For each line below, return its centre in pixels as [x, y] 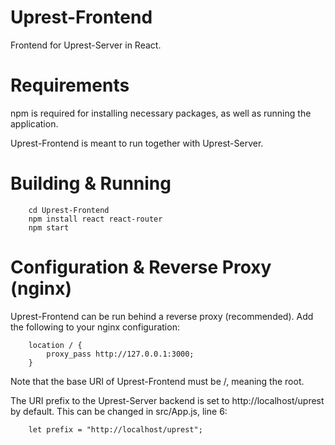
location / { [55, 345]
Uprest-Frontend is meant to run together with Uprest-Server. [137, 143]
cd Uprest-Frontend [69, 210]
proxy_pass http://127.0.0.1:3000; [120, 354]
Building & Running [91, 183]
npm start [49, 227]
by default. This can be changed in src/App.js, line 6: [119, 411]
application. [34, 123]
